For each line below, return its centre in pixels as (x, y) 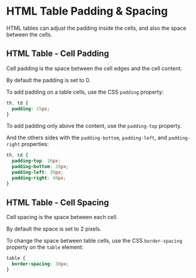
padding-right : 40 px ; (39, 178)
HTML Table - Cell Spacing (58, 203)
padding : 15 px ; (31, 109)
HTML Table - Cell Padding (58, 54)
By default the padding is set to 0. (49, 80)
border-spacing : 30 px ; (40, 264)
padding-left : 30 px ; (38, 172)
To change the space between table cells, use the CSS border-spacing (94, 241)
